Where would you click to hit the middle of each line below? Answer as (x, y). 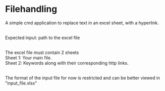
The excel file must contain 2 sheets (42, 52)
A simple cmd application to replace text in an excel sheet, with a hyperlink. (82, 23)
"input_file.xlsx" (21, 83)
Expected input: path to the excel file (43, 38)
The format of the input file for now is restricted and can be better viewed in (82, 78)
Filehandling (31, 9)
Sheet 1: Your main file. (28, 57)
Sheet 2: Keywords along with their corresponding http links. (67, 63)
